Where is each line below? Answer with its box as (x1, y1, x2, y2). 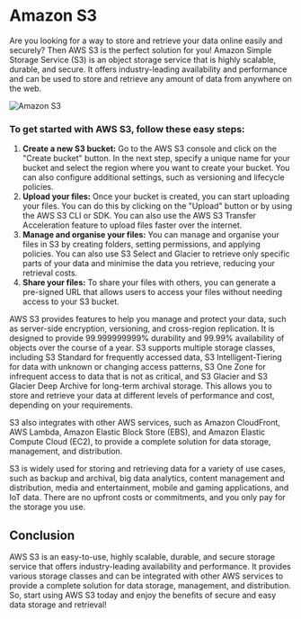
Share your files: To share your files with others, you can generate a (22, 277, 277, 288)
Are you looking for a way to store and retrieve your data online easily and (9, 35, 283, 46)
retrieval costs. (22, 267, 78, 279)
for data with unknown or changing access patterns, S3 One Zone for (9, 362, 267, 372)
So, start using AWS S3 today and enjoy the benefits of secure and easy (9, 590, 277, 601)
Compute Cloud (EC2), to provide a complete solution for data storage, (9, 436, 271, 447)
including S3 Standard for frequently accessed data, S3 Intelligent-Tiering (9, 352, 283, 363)
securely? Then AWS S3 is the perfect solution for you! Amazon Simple (9, 44, 272, 55)
